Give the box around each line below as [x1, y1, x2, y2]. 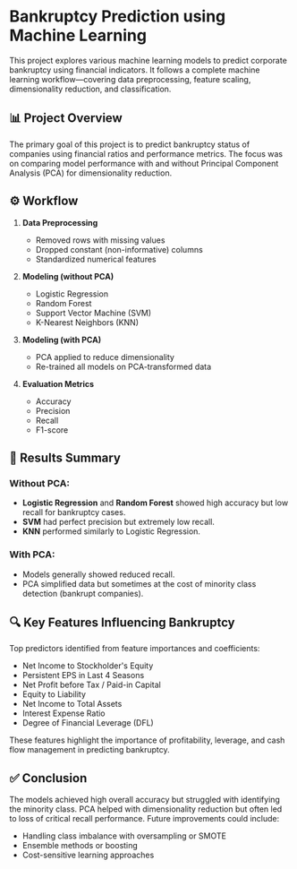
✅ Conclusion [9, 770, 88, 786]
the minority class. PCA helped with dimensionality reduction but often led [9, 804, 283, 814]
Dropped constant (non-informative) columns [35, 244, 203, 254]
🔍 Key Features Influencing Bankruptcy [9, 615, 235, 630]
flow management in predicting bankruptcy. [9, 744, 170, 755]
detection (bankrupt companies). [21, 588, 144, 598]
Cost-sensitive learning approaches [21, 849, 155, 861]
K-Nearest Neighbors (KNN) [35, 316, 139, 328]
